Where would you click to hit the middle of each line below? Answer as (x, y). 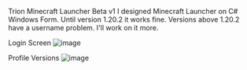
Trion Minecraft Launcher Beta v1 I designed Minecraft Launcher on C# (123, 11)
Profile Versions (34, 58)
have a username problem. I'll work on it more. (83, 28)
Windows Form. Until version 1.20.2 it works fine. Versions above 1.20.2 (124, 19)
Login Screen (30, 43)
